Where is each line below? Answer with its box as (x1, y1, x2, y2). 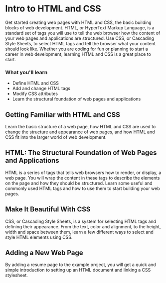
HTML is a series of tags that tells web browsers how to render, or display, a (5, 170, 162, 176)
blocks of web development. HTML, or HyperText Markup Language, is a (5, 24, 155, 30)
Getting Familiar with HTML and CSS (5, 110, 121, 119)
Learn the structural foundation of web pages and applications (12, 96, 141, 102)
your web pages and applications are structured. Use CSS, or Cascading (5, 35, 155, 41)
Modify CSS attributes (12, 91, 58, 97)
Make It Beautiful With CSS (5, 205, 91, 214)
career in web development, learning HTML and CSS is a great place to (5, 51, 151, 57)
